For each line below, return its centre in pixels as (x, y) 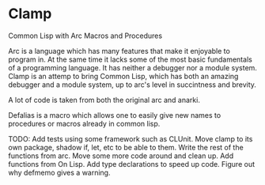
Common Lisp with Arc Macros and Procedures (85, 36)
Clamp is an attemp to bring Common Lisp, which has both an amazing (123, 76)
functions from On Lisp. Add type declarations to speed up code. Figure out (132, 164)
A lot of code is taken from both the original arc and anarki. (104, 100)
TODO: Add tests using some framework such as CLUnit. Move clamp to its (131, 138)
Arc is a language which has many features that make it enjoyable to (119, 51)
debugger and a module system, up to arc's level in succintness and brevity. (132, 85)
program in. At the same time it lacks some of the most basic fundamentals (131, 59)
